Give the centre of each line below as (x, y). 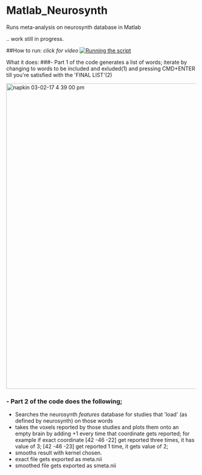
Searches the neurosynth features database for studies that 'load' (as (101, 414)
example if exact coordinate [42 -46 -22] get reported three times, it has (105, 440)
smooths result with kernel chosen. (58, 453)
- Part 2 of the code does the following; (64, 401)
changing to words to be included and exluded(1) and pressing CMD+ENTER (101, 68)
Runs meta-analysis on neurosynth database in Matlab (74, 27)
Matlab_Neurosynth (57, 11)
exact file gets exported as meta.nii (58, 459)
